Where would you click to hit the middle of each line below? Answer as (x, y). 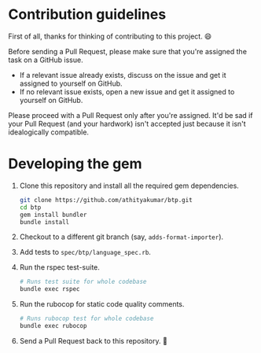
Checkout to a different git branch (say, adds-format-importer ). (121, 237)
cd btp (30, 207)
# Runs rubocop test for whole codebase (86, 319)
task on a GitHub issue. (46, 60)
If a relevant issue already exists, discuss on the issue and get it (123, 75)
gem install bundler (53, 215)
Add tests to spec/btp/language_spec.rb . (85, 252)
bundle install (44, 222)
